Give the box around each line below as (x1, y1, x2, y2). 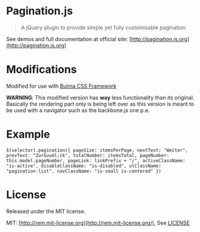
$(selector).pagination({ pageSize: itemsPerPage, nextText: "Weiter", (6, 147, 188, 153)
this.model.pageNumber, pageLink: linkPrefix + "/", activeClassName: (6, 157, 186, 163)
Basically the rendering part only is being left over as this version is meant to (6, 100, 195, 107)
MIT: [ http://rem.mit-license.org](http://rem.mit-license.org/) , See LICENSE (6, 219, 190, 226)
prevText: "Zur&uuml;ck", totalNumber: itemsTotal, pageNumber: (6, 152, 170, 159)
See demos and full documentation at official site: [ (6, 35, 131, 42)
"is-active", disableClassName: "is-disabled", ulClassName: (6, 163, 162, 169)
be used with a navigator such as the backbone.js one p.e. (6, 106, 150, 114)
